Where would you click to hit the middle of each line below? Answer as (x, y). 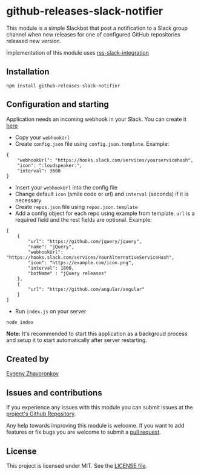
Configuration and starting (58, 104)
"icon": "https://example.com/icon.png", (81, 262)
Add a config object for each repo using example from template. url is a (105, 213)
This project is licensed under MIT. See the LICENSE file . (77, 466)
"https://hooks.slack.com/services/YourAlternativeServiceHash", (90, 257)
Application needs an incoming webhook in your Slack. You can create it (96, 119)
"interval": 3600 (39, 171)
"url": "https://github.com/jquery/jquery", (85, 241)
